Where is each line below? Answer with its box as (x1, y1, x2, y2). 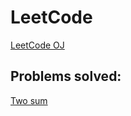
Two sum (10, 94, 48, 106)
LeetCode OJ (10, 39, 65, 51)
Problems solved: (10, 68, 122, 85)
